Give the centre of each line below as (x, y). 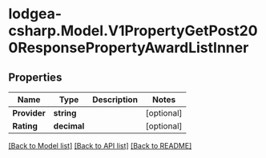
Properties (35, 77)
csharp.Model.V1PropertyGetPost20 (133, 31)
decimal (69, 126)
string (65, 113)
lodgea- (35, 14)
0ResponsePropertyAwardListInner (129, 48)
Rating (25, 126)
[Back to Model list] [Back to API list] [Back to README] (100, 146)
